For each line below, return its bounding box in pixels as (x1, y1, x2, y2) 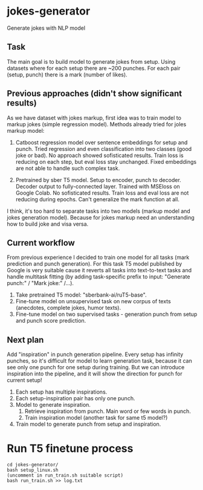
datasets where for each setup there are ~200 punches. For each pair (7, 64, 181, 72)
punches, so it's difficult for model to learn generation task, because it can (7, 357, 192, 364)
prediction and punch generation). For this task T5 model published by (7, 260, 182, 267)
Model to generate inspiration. (15, 401, 91, 409)
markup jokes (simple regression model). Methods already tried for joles (7, 120, 187, 128)
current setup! (7, 377, 42, 384)
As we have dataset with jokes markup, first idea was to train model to (7, 114, 182, 121)
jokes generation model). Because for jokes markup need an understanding (7, 213, 195, 221)
